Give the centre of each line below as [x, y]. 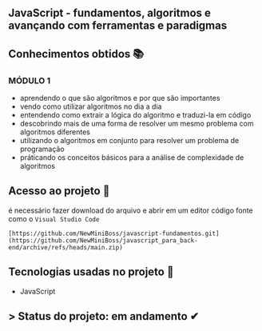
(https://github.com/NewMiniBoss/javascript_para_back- [103, 240]
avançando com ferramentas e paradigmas [118, 26]
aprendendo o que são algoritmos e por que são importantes [120, 98]
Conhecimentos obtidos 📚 [76, 54]
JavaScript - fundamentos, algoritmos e [110, 13]
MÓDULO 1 [29, 81]
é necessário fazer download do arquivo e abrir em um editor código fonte [131, 210]
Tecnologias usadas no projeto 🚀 [91, 272]
